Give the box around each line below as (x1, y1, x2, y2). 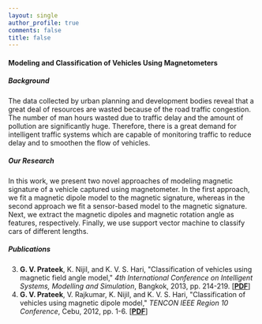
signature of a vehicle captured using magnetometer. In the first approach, (8, 184, 250, 194)
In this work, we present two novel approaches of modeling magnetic (8, 175, 234, 186)
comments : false (8, 26, 62, 34)
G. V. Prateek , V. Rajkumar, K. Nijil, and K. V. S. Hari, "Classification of (19, 289, 246, 299)
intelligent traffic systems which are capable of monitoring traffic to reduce (8, 130, 252, 139)
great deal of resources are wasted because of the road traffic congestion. (8, 104, 251, 114)
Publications (8, 244, 51, 254)
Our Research (8, 156, 55, 166)
